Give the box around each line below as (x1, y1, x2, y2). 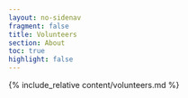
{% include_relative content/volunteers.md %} (8, 80, 180, 90)
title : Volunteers (8, 30, 77, 39)
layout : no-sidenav (8, 13, 82, 22)
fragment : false (8, 22, 69, 31)
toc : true (8, 47, 46, 56)
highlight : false (8, 55, 74, 64)
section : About (8, 38, 66, 48)
